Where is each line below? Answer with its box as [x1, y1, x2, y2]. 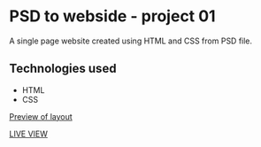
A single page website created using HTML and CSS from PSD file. [9, 35, 253, 46]
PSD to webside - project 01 [9, 6, 216, 27]
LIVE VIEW [9, 128, 49, 139]
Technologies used [9, 61, 117, 76]
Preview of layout [9, 111, 73, 121]
